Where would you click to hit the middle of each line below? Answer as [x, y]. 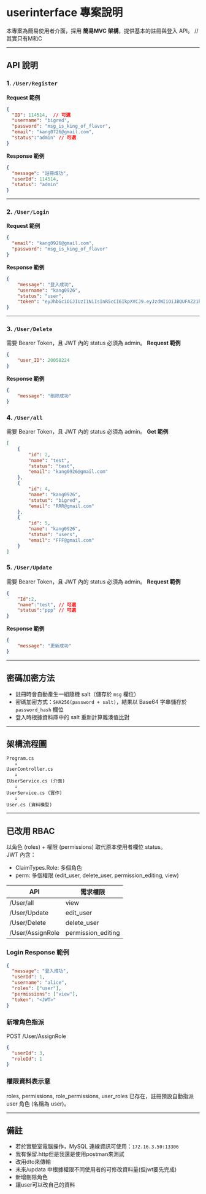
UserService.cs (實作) [34, 793]
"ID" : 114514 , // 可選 [41, 115]
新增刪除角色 [31, 1177]
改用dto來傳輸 [33, 1162]
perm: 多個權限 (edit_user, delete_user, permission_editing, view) [97, 875]
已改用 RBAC [31, 831]
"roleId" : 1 [27, 1059]
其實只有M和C [24, 38]
